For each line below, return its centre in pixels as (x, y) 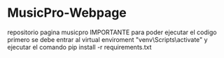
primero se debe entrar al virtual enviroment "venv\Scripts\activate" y (107, 39)
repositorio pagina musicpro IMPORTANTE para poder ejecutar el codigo (112, 32)
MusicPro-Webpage (67, 13)
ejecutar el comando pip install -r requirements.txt (79, 47)
